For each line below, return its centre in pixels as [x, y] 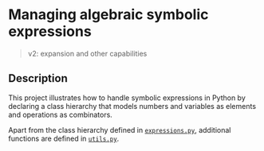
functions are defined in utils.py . [64, 138]
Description [38, 78]
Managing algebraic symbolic [108, 15]
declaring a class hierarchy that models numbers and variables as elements [132, 106]
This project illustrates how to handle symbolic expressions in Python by [127, 98]
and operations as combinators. [61, 114]
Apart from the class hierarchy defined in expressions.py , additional [120, 130]
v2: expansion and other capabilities [87, 53]
